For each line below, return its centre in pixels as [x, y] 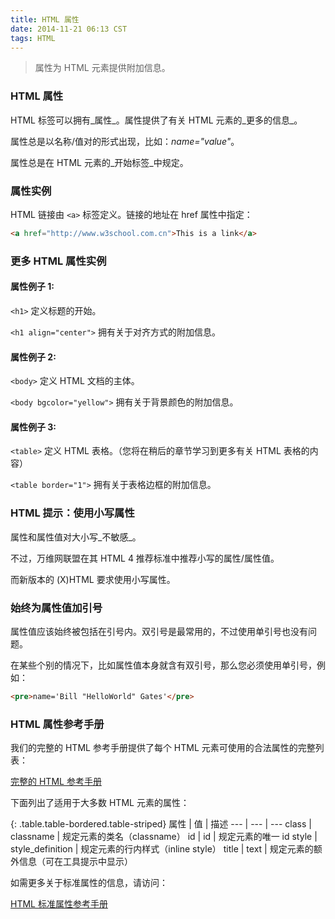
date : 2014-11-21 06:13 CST [69, 29]
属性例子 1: [32, 287]
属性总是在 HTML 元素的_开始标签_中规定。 [99, 162]
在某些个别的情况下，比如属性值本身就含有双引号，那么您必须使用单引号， [163, 665]
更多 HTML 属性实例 [58, 261]
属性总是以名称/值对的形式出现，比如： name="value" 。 [125, 141]
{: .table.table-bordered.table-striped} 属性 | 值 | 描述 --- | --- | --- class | [161, 824]
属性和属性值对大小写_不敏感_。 [76, 537]
